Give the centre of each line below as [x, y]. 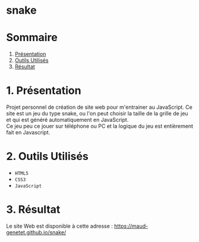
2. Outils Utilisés [48, 157]
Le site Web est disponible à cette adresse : [59, 226]
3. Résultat [33, 210]
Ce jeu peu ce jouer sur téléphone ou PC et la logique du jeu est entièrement [100, 126]
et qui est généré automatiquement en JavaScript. [67, 120]
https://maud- [131, 226]
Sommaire [32, 38]
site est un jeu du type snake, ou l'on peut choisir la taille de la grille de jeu [97, 114]
